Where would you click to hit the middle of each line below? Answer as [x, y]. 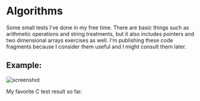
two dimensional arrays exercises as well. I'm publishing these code [90, 40]
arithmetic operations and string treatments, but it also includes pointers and [100, 33]
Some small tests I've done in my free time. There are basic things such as [98, 27]
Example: [24, 65]
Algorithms [35, 11]
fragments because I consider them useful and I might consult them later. [96, 47]
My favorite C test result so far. [44, 91]
